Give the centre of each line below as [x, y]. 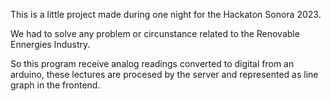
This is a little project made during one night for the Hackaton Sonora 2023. [166, 14]
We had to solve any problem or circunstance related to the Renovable [155, 33]
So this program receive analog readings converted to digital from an [152, 63]
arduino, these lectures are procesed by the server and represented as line [164, 74]
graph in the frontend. [55, 85]
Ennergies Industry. [50, 44]
